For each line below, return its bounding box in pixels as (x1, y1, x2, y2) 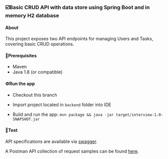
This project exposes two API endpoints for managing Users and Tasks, (5, 36, 153, 42)
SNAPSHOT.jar (12, 117, 40, 122)
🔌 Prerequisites (5, 52, 37, 58)
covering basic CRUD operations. (5, 41, 74, 47)
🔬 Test (5, 127, 18, 133)
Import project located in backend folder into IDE (12, 102, 112, 108)
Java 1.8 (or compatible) (12, 69, 63, 75)
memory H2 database (5, 12, 59, 19)
